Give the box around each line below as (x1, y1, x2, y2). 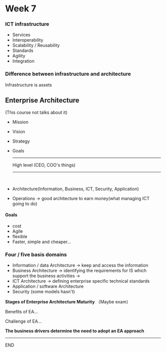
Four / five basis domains (5, 251, 67, 258)
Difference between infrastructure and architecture (5, 70, 131, 77)
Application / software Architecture (12, 283, 84, 290)
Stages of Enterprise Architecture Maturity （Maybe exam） (5, 299, 131, 305)
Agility (12, 53, 26, 59)
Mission (12, 119, 29, 125)
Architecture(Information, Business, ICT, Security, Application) (12, 186, 139, 192)
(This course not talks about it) (5, 109, 68, 115)
